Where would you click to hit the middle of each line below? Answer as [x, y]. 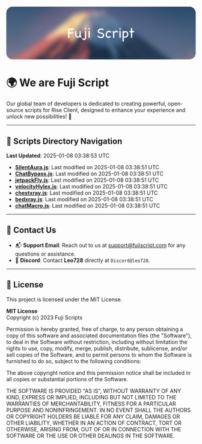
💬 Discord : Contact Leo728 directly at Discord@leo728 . [82, 260]
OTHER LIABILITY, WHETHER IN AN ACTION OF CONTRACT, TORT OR [94, 423]
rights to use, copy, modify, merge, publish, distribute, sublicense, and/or [97, 348]
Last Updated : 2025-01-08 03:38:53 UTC [58, 156]
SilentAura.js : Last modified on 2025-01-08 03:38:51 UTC [87, 167]
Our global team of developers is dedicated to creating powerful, [86, 104]
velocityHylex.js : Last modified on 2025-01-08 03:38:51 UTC [91, 187]
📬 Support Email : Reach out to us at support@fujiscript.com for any [100, 245]
